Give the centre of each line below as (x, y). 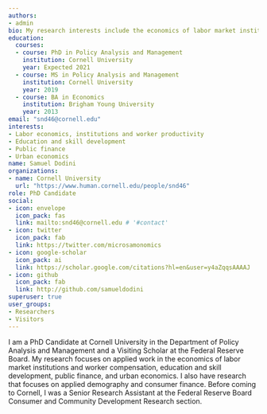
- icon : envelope (37, 208)
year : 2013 (41, 112)
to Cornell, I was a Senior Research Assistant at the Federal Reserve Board (130, 393)
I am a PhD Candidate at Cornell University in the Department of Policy (124, 342)
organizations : (33, 171)
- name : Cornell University (55, 179)
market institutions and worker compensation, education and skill (115, 367)
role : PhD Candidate (43, 193)
